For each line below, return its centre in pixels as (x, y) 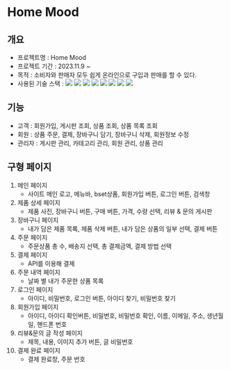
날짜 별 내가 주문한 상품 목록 (66, 281)
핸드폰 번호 (52, 324)
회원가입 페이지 (38, 307)
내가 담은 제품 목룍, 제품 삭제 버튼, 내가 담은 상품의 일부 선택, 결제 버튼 (123, 228)
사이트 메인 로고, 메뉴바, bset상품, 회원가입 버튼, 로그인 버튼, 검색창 (119, 194)
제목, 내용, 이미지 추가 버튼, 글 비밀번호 (80, 341)
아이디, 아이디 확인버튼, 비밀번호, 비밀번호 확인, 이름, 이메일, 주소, (116, 315)
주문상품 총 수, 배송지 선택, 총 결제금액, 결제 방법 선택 (100, 246)
